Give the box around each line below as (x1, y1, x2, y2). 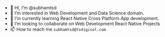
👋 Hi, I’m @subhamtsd (10, 5, 57, 10)
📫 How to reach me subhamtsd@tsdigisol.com (10, 26, 106, 32)
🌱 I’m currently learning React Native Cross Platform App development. (10, 15, 159, 21)
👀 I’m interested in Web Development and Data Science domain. (10, 10, 144, 16)
